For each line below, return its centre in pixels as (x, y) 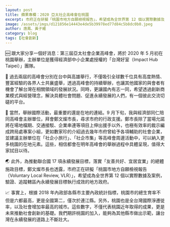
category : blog (21, 33)
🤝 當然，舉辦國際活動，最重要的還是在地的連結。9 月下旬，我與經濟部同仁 (82, 112)
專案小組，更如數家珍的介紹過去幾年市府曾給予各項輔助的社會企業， (94, 131)
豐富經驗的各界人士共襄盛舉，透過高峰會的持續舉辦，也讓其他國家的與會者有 (85, 83)
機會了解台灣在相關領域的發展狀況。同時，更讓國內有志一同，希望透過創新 (83, 89)
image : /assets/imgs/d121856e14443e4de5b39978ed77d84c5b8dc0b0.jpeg (79, 24)
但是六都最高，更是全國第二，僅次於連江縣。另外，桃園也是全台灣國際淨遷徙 (85, 200)
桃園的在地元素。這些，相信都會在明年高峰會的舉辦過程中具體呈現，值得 (85, 144)
